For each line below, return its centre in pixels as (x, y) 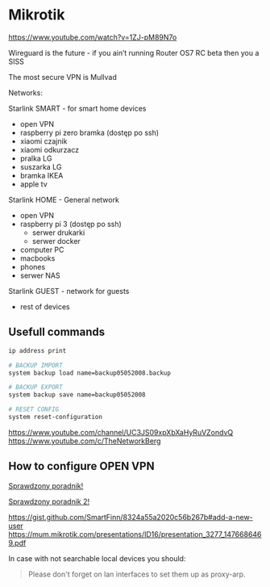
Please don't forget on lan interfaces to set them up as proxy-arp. (137, 574)
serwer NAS (40, 275)
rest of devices (45, 306)
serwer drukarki (58, 233)
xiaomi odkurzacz (49, 149)
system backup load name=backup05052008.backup (90, 373)
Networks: (25, 92)
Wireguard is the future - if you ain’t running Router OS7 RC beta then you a (134, 52)
